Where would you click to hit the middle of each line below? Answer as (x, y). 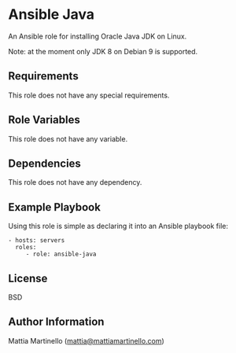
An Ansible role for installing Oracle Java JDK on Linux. (98, 36)
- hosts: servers (37, 241)
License (28, 278)
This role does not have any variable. (68, 138)
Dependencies (44, 163)
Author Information (56, 322)
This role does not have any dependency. (75, 182)
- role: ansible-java (61, 254)
